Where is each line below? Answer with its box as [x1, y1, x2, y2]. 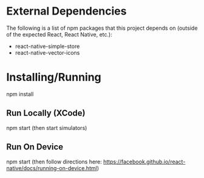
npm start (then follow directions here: [6, 158, 102, 165]
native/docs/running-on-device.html [6, 164, 97, 171]
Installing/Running [6, 70, 101, 84]
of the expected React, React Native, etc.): [6, 30, 112, 38]
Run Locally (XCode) [6, 108, 86, 118]
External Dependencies [6, 4, 127, 18]
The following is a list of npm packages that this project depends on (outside [6, 24, 198, 32]
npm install [6, 90, 34, 98]
